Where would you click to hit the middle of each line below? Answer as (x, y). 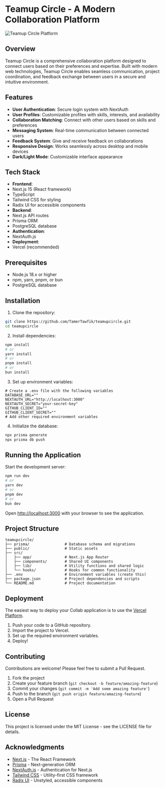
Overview (20, 49)
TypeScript (23, 194)
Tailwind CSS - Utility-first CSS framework (55, 775)
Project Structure (32, 529)
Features (19, 97)
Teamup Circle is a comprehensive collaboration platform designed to (76, 61)
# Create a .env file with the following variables (59, 391)
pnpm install (18, 363)
